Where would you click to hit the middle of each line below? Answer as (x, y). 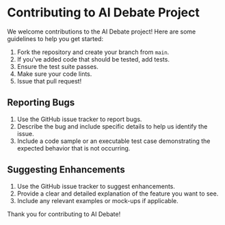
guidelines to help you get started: (55, 38)
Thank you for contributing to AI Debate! (64, 214)
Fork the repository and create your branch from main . (93, 52)
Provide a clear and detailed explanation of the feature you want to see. (118, 194)
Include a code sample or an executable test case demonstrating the (114, 141)
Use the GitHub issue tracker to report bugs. (79, 119)
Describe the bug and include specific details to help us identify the (112, 126)
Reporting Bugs (41, 103)
